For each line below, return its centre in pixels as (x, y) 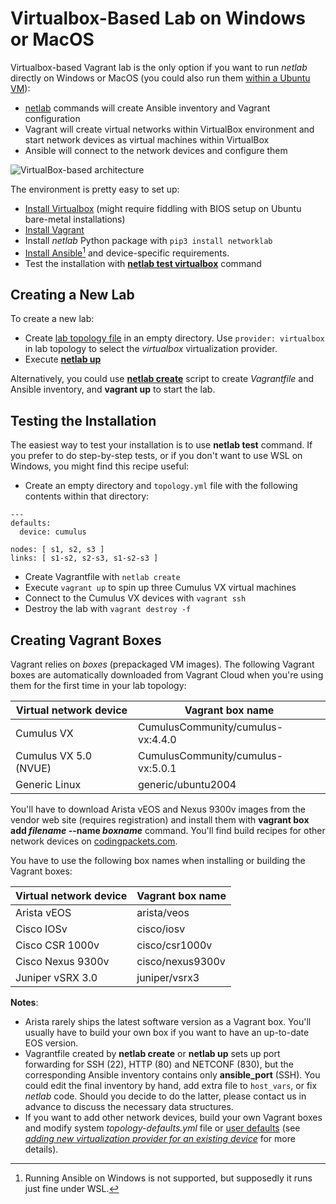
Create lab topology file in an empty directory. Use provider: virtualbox (174, 338)
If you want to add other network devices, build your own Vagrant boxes (173, 1118)
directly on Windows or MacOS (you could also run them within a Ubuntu (160, 78)
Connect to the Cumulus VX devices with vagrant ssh (135, 598)
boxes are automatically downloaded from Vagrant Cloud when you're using (167, 675)
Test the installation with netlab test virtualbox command (143, 263)
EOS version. (51, 1043)
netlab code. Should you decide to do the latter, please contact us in (165, 1096)
